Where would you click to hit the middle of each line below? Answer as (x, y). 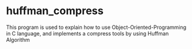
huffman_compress (55, 11)
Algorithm (18, 40)
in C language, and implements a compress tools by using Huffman (87, 33)
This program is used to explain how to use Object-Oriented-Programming (96, 27)
